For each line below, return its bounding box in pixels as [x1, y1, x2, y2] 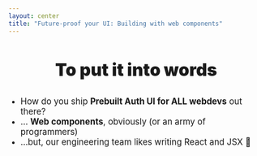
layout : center [8, 11, 60, 20]
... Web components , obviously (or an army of [19, 115, 206, 127]
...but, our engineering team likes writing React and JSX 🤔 [19, 136, 251, 147]
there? [19, 106, 46, 117]
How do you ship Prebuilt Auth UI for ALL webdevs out [19, 95, 242, 106]
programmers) [19, 126, 79, 137]
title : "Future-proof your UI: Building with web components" [8, 19, 223, 28]
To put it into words [55, 58, 217, 80]
